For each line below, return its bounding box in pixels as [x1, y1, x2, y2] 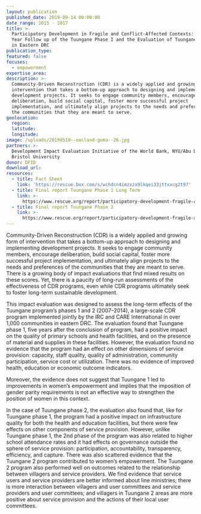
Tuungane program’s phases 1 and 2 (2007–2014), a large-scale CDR [6, 307, 176, 314]
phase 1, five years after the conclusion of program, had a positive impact [6, 326, 187, 333]
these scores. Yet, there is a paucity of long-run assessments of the [6, 276, 173, 283]
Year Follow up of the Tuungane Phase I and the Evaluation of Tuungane [11, 37, 197, 43]
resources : [6, 170, 33, 177]
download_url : [6, 165, 42, 171]
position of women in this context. [6, 395, 90, 402]
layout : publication [6, 8, 58, 15]
